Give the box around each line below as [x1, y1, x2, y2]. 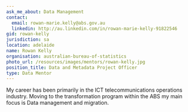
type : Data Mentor [6, 70, 52, 76]
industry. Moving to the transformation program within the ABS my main [6, 93, 183, 100]
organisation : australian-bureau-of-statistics [6, 53, 127, 59]
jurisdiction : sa [6, 37, 50, 43]
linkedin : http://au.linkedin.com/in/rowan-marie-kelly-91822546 [11, 25, 178, 32]
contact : [6, 14, 28, 20]
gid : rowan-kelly [6, 31, 50, 37]
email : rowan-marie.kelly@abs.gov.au [11, 20, 106, 26]
